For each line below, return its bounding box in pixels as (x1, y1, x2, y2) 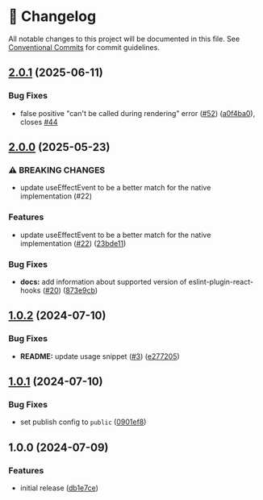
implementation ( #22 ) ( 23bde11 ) (19, 238, 127, 248)
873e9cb (65, 285, 95, 295)
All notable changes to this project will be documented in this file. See (8, 34, 240, 44)
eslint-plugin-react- (188, 277, 254, 286)
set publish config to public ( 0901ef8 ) (19, 417, 147, 427)
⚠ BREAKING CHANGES (8, 165, 106, 176)
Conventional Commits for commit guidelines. (8, 42, 160, 52)
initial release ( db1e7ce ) (19, 483, 99, 493)
